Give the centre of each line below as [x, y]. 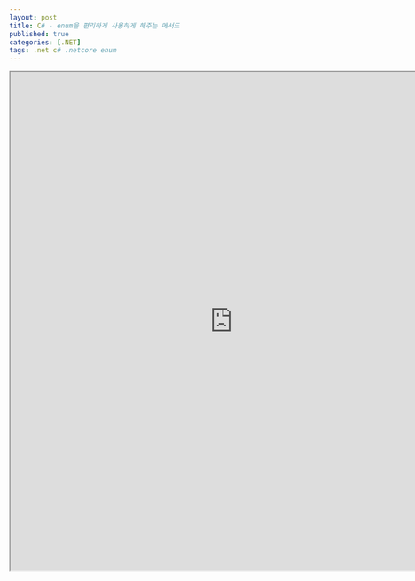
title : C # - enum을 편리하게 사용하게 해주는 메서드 [94, 26]
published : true [39, 34]
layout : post [33, 17]
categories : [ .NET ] [45, 42]
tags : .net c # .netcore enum [63, 51]
